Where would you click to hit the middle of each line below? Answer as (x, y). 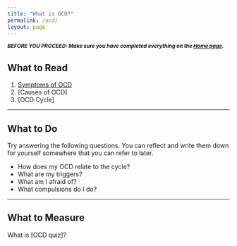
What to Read (38, 68)
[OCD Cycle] (36, 100)
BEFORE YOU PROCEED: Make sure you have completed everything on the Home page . (116, 47)
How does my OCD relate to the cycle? (74, 167)
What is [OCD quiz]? (37, 235)
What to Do (32, 129)
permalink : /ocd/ (33, 20)
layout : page (26, 27)
